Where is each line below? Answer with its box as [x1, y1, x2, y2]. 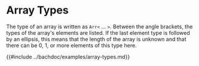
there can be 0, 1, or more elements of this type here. [6, 42, 137, 49]
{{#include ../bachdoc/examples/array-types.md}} [6, 53, 130, 60]
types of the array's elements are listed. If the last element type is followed [6, 29, 190, 36]
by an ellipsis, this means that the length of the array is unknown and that [6, 35, 186, 42]
